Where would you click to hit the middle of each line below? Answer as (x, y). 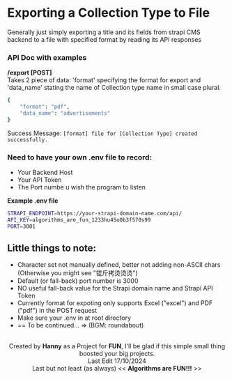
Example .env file (33, 201)
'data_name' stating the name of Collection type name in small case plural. (114, 88)
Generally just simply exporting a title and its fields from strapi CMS (104, 32)
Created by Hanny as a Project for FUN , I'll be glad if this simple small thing (117, 346)
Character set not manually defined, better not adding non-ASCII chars (119, 265)
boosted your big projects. (117, 354)
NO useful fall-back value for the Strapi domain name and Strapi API (115, 288)
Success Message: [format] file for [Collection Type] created (102, 133)
